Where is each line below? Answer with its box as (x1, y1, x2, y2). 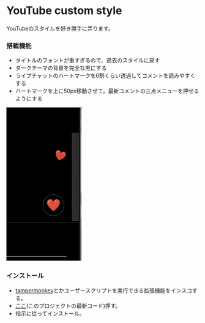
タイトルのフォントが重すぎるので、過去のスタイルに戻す (15, 56, 160, 64)
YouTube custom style (6, 4, 122, 18)
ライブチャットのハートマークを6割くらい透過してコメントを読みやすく (15, 72, 196, 80)
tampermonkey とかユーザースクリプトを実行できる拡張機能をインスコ (15, 286, 193, 294)
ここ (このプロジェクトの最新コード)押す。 (15, 302, 121, 310)
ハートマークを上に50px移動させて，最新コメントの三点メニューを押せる (15, 87, 199, 95)
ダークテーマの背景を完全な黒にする (15, 64, 107, 72)
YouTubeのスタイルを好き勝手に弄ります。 (6, 25, 114, 32)
